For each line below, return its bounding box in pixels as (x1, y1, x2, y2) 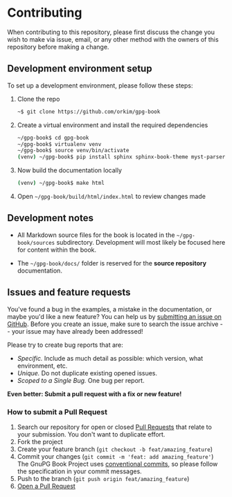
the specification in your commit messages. (17, 467, 142, 475)
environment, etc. (17, 361, 68, 370)
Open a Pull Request (17, 482, 76, 490)
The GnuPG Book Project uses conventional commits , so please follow (17, 459, 218, 468)
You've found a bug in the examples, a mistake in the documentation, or (7, 304, 213, 313)
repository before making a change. (7, 42, 109, 51)
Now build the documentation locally (17, 166, 123, 174)
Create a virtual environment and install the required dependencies (17, 120, 208, 129)
